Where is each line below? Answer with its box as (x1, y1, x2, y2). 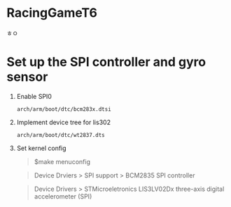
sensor (6, 69, 48, 85)
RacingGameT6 (6, 5, 97, 21)
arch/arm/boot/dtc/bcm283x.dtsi (16, 105, 111, 113)
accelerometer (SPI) (34, 192, 92, 201)
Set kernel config (16, 144, 67, 152)
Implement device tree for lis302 (16, 118, 111, 126)
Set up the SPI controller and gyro (6, 54, 206, 70)
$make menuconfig (34, 157, 90, 166)
